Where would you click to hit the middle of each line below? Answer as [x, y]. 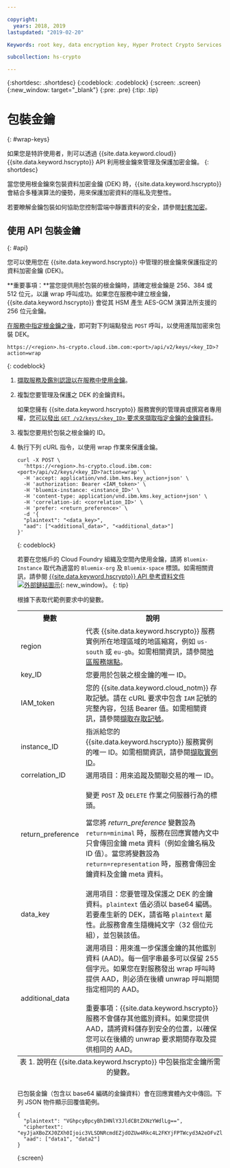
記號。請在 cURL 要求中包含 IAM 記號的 [154, 698]
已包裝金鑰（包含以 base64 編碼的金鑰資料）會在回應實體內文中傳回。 [116, 1093]
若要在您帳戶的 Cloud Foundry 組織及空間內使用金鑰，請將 [100, 559]
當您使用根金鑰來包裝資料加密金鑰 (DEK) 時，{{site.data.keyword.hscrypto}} [115, 184]
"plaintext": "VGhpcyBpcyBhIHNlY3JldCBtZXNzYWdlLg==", [103, 1121]
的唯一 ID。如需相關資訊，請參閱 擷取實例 [151, 752]
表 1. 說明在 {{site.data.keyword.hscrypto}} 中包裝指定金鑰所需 [120, 1062]
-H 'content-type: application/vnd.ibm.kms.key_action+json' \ [115, 496]
